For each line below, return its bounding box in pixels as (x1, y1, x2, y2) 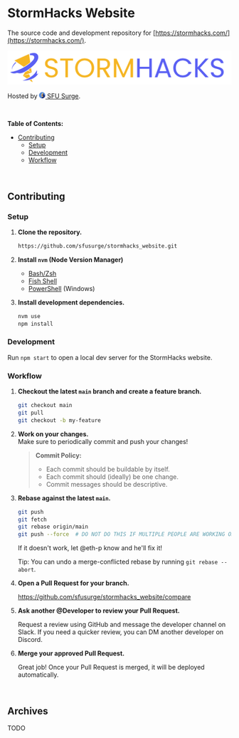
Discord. (17, 636, 43, 644)
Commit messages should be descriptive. (46, 480, 168, 488)
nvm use (17, 312, 41, 320)
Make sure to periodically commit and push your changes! (17, 437, 188, 446)
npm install (17, 320, 53, 327)
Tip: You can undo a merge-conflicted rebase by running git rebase (17, 557, 218, 566)
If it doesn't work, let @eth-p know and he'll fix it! (17, 544, 162, 552)
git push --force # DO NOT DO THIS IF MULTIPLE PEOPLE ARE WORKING (17, 531, 225, 538)
